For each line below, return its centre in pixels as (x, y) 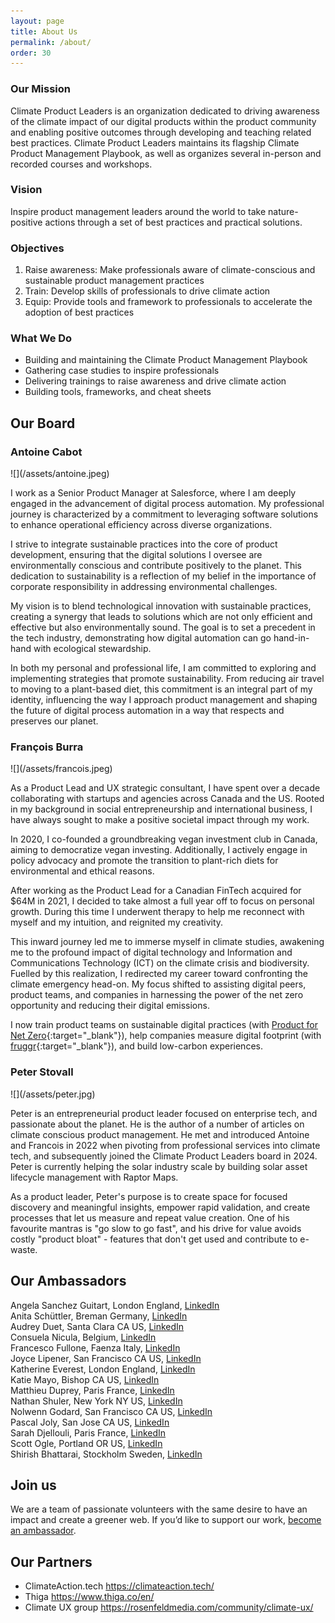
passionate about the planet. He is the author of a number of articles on (157, 1124)
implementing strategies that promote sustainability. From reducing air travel (167, 679)
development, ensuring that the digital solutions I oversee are (136, 555)
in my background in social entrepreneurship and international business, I (161, 809)
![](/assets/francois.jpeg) (61, 769)
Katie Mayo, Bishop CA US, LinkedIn (85, 1379)
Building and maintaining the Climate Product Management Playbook (166, 360)
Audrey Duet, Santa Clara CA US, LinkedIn (97, 1326)
